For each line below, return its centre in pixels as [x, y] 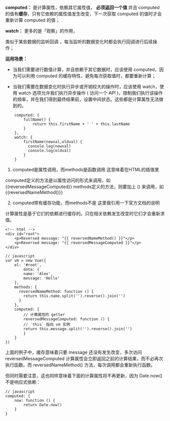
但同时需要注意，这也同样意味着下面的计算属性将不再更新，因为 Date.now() [84, 376]
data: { [31, 270]
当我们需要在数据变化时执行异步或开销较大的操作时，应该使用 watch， [86, 87]
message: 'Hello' [41, 278]
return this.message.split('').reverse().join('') [78, 329]
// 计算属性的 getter [44, 315]
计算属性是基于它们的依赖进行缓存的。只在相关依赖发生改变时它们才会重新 [83, 214]
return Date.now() [43, 405]
